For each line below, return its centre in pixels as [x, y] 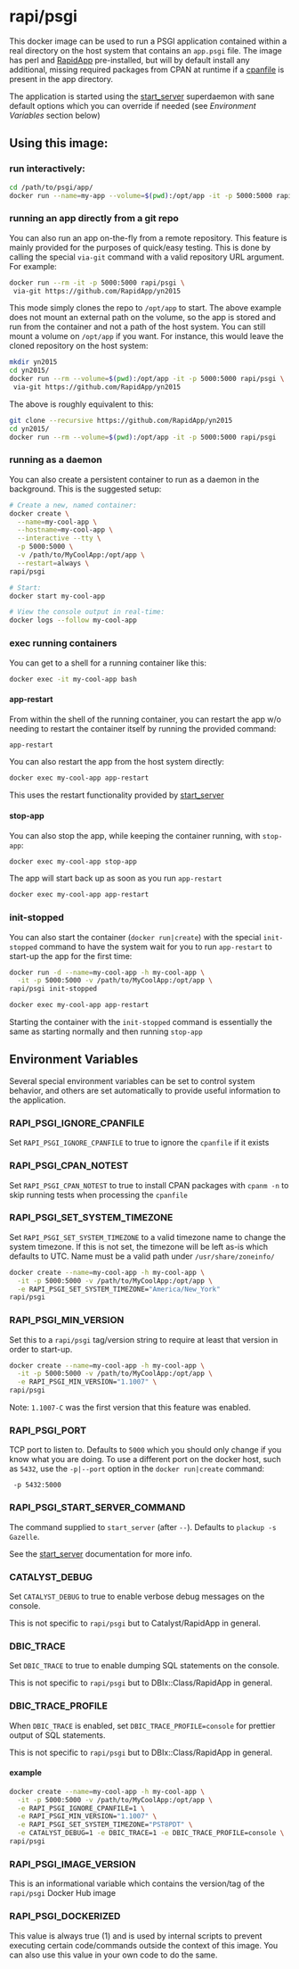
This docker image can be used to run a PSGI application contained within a [148, 41]
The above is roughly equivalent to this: [81, 404]
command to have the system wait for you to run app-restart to [156, 947]
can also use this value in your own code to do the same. [113, 1955]
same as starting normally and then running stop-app [106, 1031]
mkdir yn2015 [33, 362]
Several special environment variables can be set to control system [132, 1080]
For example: [33, 266]
